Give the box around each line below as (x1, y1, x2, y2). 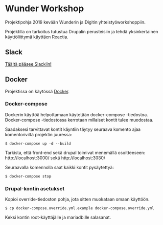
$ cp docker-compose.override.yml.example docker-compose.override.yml (5, 206, 154, 211)
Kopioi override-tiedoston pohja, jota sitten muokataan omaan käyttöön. (5, 197, 150, 202)
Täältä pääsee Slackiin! (5, 61, 52, 67)
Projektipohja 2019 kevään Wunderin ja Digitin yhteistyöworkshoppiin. (5, 19, 146, 25)
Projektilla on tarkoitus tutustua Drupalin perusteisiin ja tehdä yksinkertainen (5, 28, 158, 34)
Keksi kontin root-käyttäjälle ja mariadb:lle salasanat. (5, 214, 111, 221)
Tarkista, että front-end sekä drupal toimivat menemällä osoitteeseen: (5, 150, 145, 155)
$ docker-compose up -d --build (5, 141, 71, 146)
